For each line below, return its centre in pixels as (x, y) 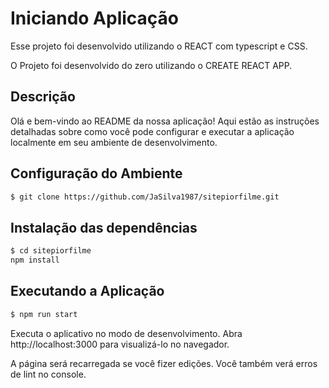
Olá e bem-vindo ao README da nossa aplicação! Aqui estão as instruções (165, 121)
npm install (35, 260)
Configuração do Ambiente (96, 173)
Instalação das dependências (104, 227)
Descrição (43, 97)
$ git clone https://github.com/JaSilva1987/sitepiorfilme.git (145, 197)
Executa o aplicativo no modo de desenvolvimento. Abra (126, 333)
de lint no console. (48, 374)
